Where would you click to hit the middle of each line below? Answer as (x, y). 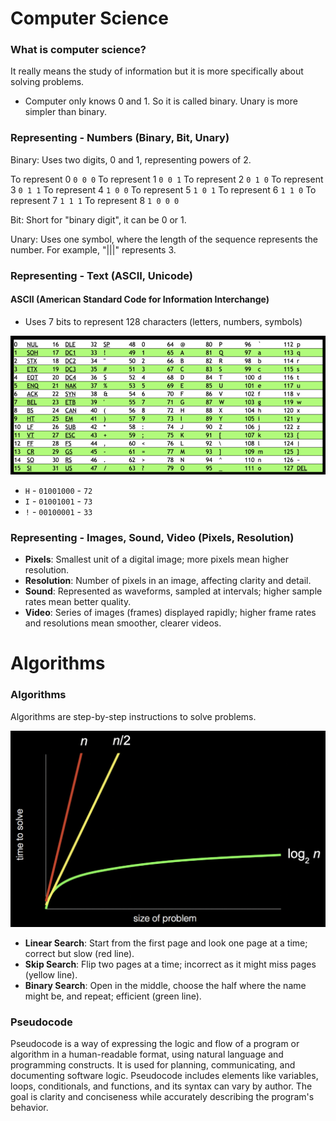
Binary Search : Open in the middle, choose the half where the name (165, 986)
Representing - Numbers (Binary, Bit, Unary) (120, 138)
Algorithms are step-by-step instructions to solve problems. (133, 716)
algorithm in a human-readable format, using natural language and (147, 1054)
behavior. (29, 1108)
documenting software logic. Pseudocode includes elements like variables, (164, 1076)
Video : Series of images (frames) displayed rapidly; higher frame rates (170, 613)
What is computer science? (78, 50)
